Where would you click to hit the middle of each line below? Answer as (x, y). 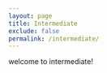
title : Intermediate (43, 24)
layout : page (30, 16)
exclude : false (34, 31)
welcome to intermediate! (51, 62)
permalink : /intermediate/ (54, 39)
